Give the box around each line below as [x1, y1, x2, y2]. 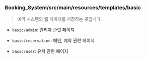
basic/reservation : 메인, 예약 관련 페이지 [12, 37, 95, 44]
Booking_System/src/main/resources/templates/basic [5, 4, 141, 11]
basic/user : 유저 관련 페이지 [12, 48, 68, 54]
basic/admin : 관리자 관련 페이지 [12, 27, 75, 33]
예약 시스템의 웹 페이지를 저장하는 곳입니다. [17, 16, 102, 22]
